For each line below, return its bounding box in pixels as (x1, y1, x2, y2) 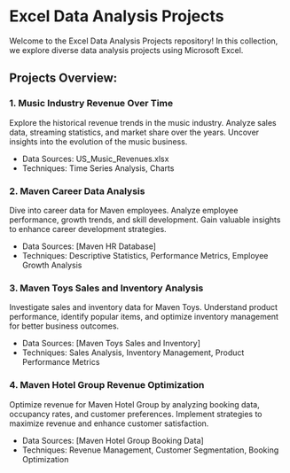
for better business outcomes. (9, 321, 120, 331)
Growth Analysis (21, 260, 82, 270)
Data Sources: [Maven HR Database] (21, 241, 157, 252)
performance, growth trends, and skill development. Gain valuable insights (9, 214, 281, 225)
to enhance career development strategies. (9, 223, 167, 234)
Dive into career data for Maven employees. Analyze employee (9, 205, 239, 215)
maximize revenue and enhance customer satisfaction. (9, 418, 209, 429)
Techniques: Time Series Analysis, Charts (21, 162, 175, 174)
